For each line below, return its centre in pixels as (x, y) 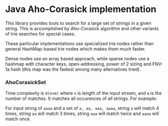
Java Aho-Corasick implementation (81, 9)
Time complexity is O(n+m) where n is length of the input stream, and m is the (83, 93)
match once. (18, 119)
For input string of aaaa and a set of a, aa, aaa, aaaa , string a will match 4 (82, 108)
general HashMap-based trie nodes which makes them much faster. (75, 49)
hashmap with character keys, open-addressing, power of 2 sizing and (78, 64)
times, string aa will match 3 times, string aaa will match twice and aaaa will (82, 113)
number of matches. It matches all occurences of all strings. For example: (81, 98)
